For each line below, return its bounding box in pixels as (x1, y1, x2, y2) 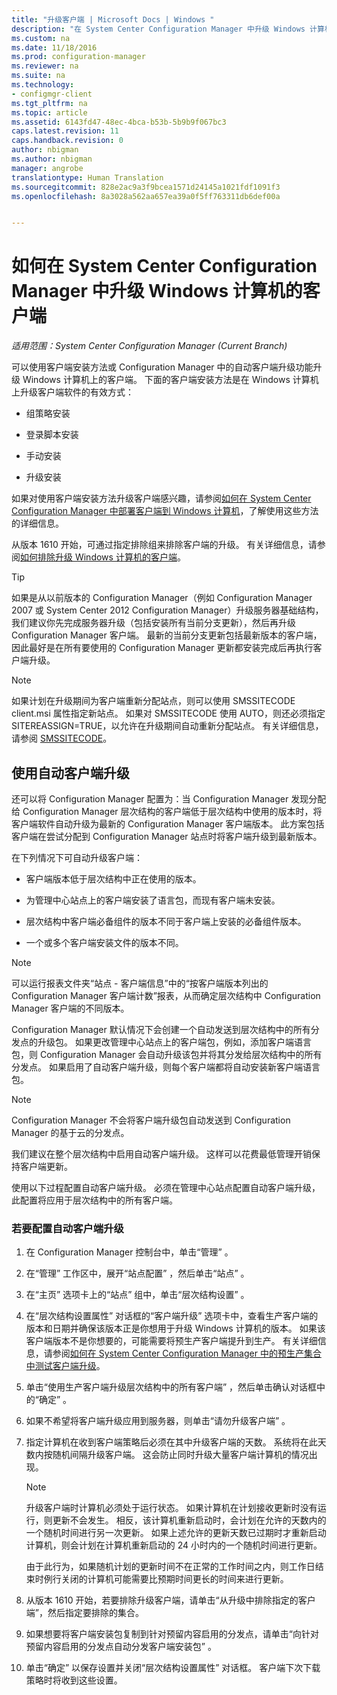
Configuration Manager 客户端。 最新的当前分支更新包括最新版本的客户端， (11, 629, 323, 641)
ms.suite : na (11, 71, 66, 81)
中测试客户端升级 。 (25, 1360, 106, 1372)
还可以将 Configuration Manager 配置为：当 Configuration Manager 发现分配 (11, 793, 327, 805)
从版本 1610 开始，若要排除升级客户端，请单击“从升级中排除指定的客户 (25, 1594, 316, 1606)
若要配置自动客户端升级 (11, 1221, 124, 1235)
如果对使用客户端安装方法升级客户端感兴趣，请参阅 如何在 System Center (11, 492, 312, 505)
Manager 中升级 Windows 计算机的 (11, 280, 303, 303)
